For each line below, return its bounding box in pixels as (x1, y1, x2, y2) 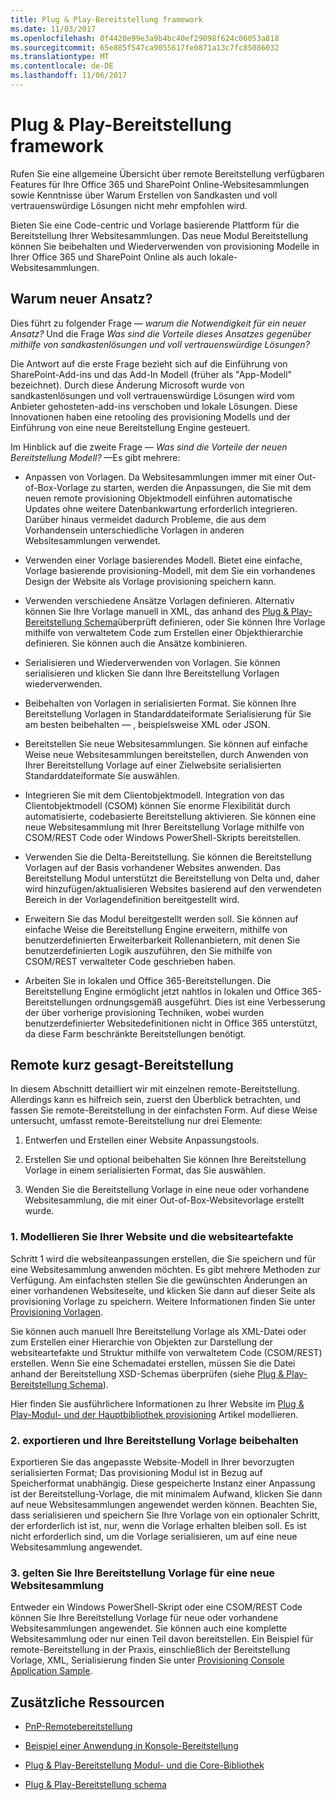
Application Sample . (10, 1665, 93, 1677)
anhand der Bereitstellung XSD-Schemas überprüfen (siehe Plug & (10, 1367, 285, 1380)
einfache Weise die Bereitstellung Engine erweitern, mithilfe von (24, 923, 288, 935)
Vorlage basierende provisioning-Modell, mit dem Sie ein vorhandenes (24, 564, 316, 576)
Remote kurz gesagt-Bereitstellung (10, 1057, 234, 1074)
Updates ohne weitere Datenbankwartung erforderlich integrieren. (24, 502, 298, 515)
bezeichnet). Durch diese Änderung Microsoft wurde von (10, 379, 245, 391)
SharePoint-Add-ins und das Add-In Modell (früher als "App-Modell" (10, 368, 293, 380)
